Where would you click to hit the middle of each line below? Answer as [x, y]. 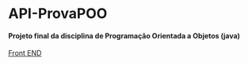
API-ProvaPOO [58, 14]
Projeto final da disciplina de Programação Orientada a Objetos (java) [124, 35]
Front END [25, 53]
